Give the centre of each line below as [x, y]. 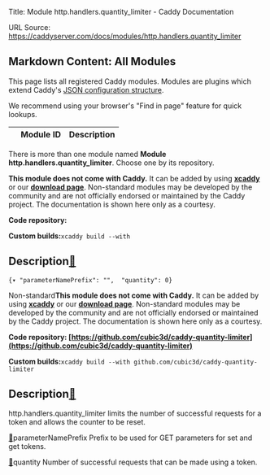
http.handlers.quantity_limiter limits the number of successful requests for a [135, 413]
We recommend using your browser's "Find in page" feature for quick [125, 106]
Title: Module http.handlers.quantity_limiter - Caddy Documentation [121, 12]
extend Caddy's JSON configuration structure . [86, 89]
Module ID [41, 134]
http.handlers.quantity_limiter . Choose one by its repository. [111, 163]
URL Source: [30, 27]
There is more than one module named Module [87, 154]
